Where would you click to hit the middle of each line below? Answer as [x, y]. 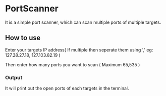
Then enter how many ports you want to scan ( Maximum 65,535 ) [73, 64]
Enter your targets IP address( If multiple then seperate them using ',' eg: [79, 49]
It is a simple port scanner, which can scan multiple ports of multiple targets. [83, 22]
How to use [23, 38]
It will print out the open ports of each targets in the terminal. [67, 88]
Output [14, 77]
